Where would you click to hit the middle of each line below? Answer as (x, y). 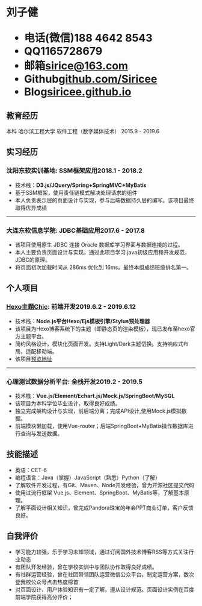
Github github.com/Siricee (90, 79)
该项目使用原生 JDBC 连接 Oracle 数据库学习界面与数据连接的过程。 (99, 244)
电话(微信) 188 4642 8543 (88, 38)
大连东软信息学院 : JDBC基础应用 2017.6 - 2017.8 (76, 230)
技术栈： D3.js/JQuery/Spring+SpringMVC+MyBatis (81, 185)
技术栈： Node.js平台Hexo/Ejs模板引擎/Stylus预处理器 (82, 321)
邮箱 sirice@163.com (76, 66)
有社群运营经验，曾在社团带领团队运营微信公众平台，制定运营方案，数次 (104, 574)
